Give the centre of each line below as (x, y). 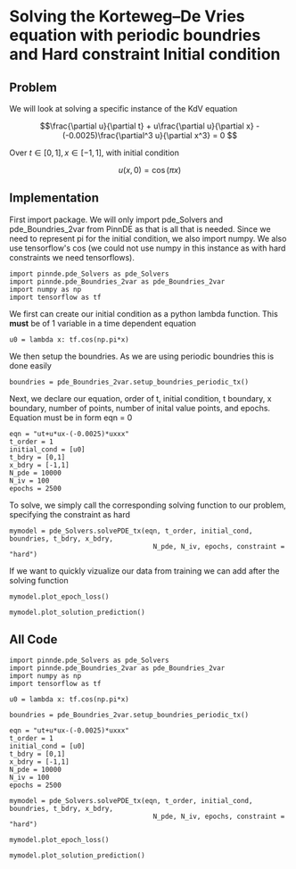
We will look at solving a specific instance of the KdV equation (123, 108)
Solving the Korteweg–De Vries (127, 17)
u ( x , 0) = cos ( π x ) (150, 170)
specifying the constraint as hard (70, 514)
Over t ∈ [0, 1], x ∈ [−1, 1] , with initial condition (95, 153)
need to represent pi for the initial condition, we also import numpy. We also (148, 238)
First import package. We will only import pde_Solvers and (116, 219)
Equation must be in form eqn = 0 (71, 418)
